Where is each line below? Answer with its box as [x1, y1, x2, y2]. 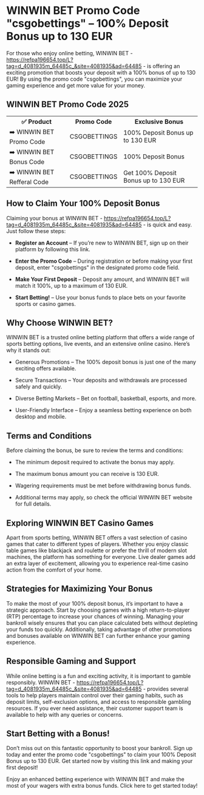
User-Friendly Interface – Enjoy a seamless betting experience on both [15, 407, 192, 414]
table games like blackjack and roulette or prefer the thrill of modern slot [6, 547, 187, 554]
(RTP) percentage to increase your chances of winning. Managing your [6, 612, 184, 620]
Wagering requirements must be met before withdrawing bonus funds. [15, 482, 191, 489]
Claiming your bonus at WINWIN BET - [6, 214, 103, 222]
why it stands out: [6, 347, 51, 354]
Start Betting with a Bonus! [6, 729, 110, 739]
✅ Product [21, 117, 52, 126]
